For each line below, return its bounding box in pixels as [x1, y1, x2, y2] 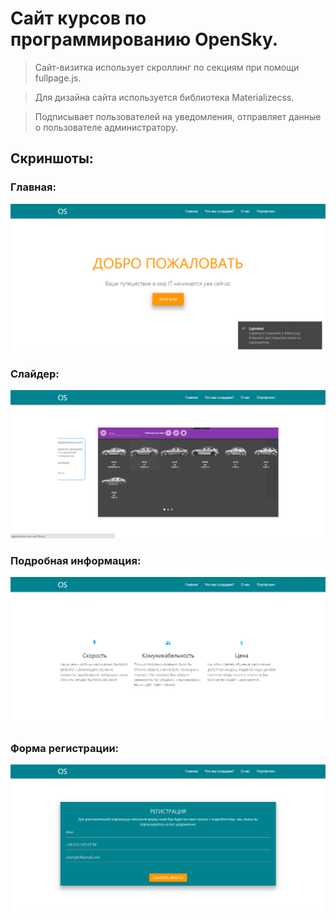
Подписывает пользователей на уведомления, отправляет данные [34, 110, 322, 122]
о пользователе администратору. [34, 121, 178, 133]
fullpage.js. [34, 72, 82, 84]
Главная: [10, 180, 57, 194]
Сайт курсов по [10, 7, 147, 30]
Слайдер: [10, 367, 60, 381]
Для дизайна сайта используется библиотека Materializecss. [34, 91, 295, 103]
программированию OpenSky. [10, 28, 279, 51]
